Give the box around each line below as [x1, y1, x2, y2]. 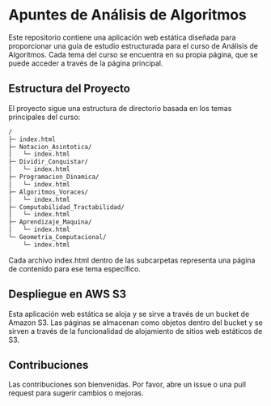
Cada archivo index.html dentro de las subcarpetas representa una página [8, 255, 256, 265]
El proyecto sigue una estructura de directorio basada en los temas [8, 103, 232, 113]
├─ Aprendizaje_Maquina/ [8, 218, 92, 226]
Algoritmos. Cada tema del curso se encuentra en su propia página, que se [8, 49, 259, 59]
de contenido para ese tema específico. [8, 263, 142, 273]
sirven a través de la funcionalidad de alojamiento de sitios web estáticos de [8, 326, 263, 335]
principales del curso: [8, 112, 81, 122]
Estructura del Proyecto [8, 82, 131, 96]
